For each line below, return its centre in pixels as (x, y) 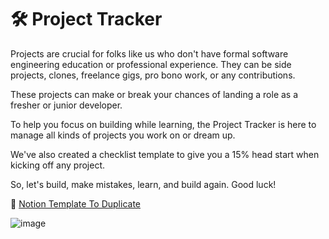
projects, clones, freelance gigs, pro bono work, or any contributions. (153, 75)
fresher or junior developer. (66, 105)
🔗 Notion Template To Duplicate (75, 203)
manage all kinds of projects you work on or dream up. (123, 135)
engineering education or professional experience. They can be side (151, 64)
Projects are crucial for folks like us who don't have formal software (149, 53)
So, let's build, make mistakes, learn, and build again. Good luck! (143, 184)
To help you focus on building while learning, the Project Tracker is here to (163, 124)
